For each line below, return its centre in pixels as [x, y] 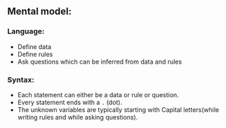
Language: [26, 31]
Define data [34, 47]
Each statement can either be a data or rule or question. [98, 94]
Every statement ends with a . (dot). [70, 102]
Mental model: [40, 12]
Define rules [35, 54]
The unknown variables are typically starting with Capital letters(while [118, 109]
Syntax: [21, 80]
